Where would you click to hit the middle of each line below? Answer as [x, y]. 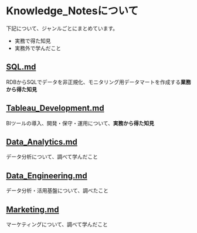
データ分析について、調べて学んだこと [52, 157]
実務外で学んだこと [38, 48]
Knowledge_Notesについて [72, 11]
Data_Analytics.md [42, 142]
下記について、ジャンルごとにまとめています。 [62, 28]
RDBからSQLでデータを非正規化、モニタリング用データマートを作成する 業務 [98, 82]
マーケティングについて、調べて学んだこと [57, 224]
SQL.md [21, 67]
